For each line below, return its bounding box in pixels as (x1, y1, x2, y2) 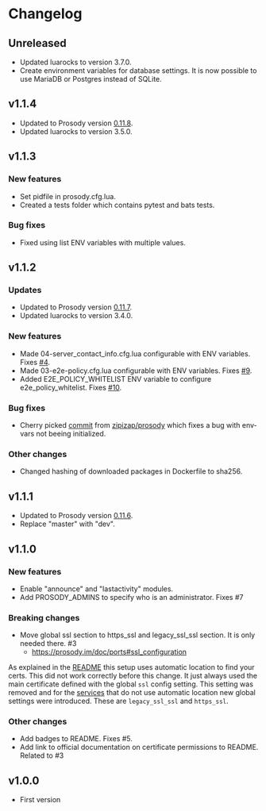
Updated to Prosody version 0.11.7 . (19, 302, 133, 312)
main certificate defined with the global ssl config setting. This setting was (8, 679, 254, 689)
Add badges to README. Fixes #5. (19, 734, 133, 744)
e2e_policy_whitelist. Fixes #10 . (19, 382, 122, 392)
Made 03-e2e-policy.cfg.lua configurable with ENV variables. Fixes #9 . (19, 366, 253, 375)
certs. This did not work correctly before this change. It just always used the (8, 671, 258, 681)
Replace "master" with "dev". (19, 519, 115, 528)
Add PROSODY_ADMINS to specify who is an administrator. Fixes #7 (19, 592, 244, 602)
